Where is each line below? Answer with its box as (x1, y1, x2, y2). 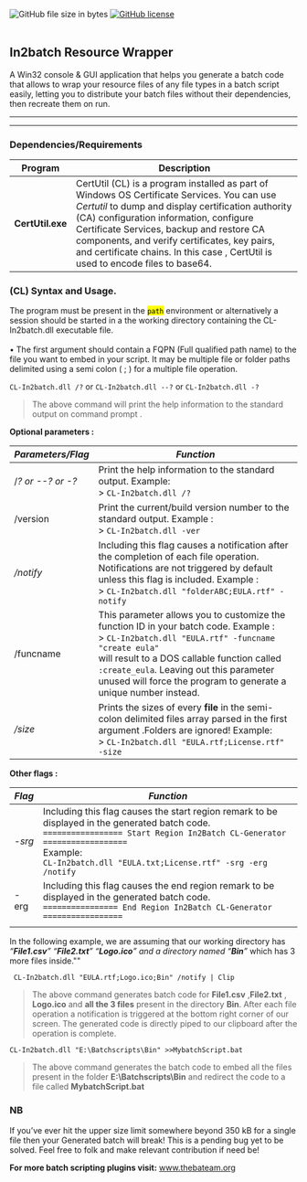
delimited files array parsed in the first (124, 713, 288, 726)
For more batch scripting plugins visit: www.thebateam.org (9, 1162, 236, 1173)
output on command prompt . (31, 409, 143, 420)
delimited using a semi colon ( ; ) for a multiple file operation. (9, 364, 238, 375)
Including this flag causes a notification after (98, 539, 290, 552)
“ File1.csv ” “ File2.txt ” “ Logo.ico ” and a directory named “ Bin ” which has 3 (9, 946, 295, 957)
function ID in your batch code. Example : (98, 620, 275, 633)
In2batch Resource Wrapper (9, 45, 174, 60)
